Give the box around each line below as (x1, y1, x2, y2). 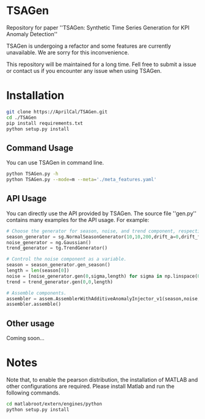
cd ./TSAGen (6, 114, 37, 121)
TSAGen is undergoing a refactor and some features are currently (6, 42, 171, 50)
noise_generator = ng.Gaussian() (6, 239, 92, 245)
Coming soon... (6, 335, 45, 342)
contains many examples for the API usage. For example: (6, 216, 149, 223)
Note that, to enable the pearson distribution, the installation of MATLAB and (6, 376, 198, 383)
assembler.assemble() (6, 301, 62, 308)
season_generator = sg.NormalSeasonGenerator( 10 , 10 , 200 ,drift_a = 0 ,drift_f (6, 234, 201, 240)
